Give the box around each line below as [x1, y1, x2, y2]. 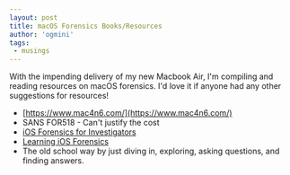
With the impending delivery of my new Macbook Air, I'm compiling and [9, 71, 274, 82]
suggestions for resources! [9, 91, 110, 101]
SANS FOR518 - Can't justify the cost [22, 118, 160, 128]
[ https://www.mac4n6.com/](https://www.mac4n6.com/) [22, 108, 233, 118]
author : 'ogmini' [9, 30, 75, 39]
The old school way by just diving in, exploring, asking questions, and [22, 145, 280, 157]
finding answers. [22, 155, 84, 166]
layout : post [9, 13, 58, 22]
